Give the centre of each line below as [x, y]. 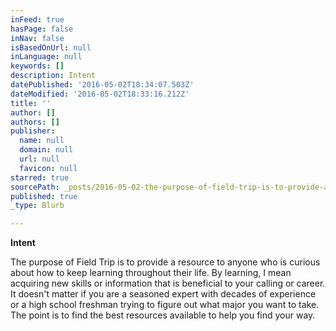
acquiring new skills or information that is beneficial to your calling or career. [168, 283]
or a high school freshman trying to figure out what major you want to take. [165, 305]
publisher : [33, 131]
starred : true [40, 177]
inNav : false [37, 38]
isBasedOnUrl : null [51, 47]
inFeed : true [37, 19]
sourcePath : [35, 187]
